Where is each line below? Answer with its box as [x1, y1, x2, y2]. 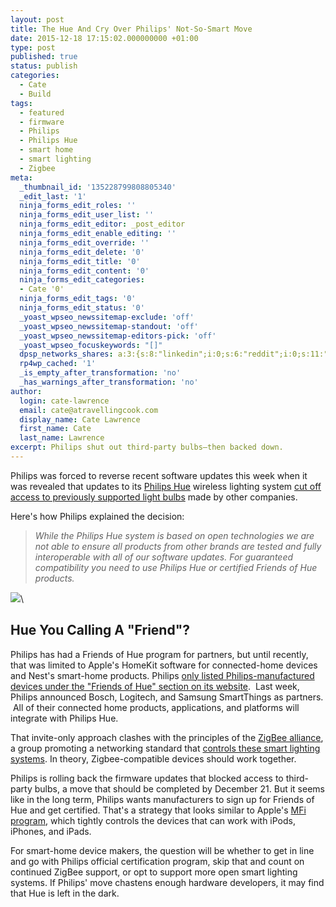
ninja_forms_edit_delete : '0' [19, 247, 145, 257]
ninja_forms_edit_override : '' [19, 237, 150, 248]
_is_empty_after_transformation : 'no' [19, 368, 182, 378]
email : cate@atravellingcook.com [19, 405, 159, 415]
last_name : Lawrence [19, 433, 105, 443]
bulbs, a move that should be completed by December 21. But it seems [34, 782, 325, 795]
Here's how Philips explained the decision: [10, 510, 185, 522]
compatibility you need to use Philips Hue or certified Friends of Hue [34, 561, 318, 573]
